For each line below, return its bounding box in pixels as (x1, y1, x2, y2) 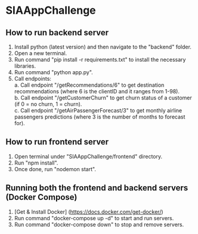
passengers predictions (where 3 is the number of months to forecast (14, 113, 185, 120)
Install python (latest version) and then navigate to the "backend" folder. (14, 43, 192, 50)
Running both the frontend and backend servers (5, 183, 188, 193)
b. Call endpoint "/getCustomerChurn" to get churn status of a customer (14, 94, 192, 101)
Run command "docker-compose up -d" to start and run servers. (14, 214, 174, 221)
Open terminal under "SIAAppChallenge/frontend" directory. (14, 153, 163, 160)
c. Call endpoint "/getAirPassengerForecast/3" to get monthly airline (14, 107, 182, 114)
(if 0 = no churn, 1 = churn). (14, 101, 82, 108)
